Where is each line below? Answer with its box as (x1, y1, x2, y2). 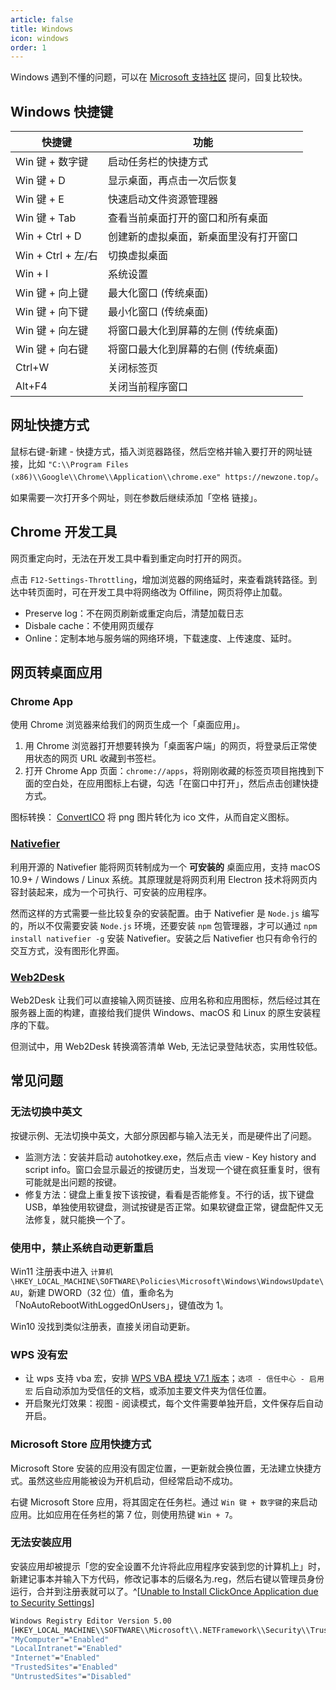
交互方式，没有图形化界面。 (10, 944, 125, 956)
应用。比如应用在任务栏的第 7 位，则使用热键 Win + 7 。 (10, 1508, 238, 1520)
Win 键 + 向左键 (15, 324, 89, 338)
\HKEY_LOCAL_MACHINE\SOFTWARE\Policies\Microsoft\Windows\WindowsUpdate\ (10, 1276, 325, 1286)
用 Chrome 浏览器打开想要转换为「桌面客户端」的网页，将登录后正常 (24, 740, 309, 752)
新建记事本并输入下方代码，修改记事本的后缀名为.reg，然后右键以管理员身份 (10, 1572, 325, 1585)
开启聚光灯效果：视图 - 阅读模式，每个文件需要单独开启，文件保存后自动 (24, 1397, 324, 1410)
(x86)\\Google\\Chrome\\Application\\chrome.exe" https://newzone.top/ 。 (10, 470, 324, 482)
